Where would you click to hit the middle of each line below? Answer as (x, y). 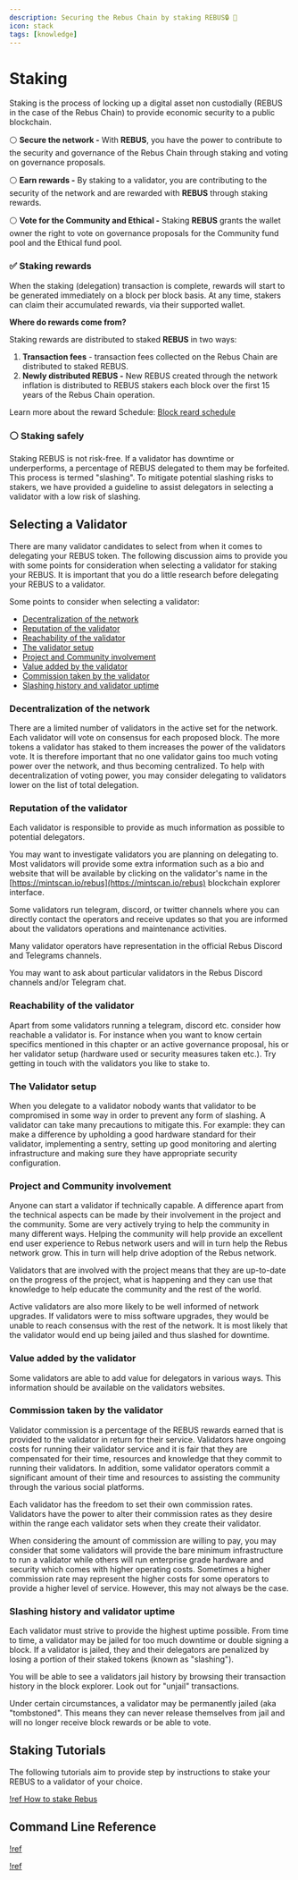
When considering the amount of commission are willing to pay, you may (143, 1540)
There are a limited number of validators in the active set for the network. (144, 728)
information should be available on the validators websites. (117, 1387)
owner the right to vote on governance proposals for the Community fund (144, 233)
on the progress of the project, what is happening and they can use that (141, 1280)
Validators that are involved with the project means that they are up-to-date (148, 1270)
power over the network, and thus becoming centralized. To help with (137, 766)
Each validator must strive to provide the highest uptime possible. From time (149, 1631)
